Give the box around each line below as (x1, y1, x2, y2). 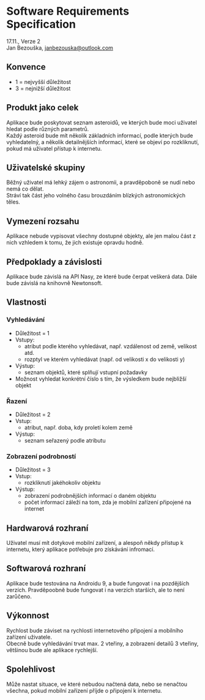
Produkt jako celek (6, 102, 79, 113)
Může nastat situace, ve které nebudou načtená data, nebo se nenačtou (6, 680, 188, 688)
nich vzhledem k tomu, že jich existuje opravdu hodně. (6, 239, 144, 246)
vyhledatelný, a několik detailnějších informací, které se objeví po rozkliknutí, (6, 138, 199, 145)
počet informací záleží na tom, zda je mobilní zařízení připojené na (24, 498, 192, 506)
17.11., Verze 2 (6, 37, 41, 45)
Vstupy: (15, 336, 35, 343)
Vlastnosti (6, 297, 47, 308)
